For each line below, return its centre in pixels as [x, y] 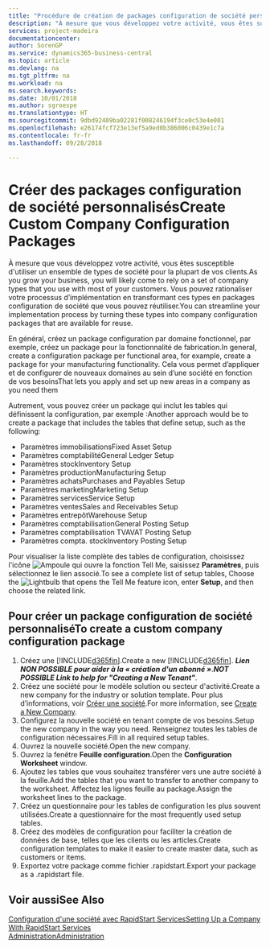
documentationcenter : [45, 38]
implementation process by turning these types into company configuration [133, 315]
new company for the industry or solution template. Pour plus [121, 695]
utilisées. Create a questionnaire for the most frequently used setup [131, 814]
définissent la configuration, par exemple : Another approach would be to [129, 414]
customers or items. [53, 857]
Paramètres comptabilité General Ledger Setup [97, 455]
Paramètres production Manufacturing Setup [93, 472]
